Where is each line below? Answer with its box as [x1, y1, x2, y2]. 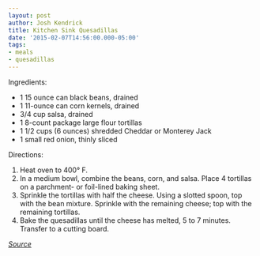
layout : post [8, 11, 51, 20]
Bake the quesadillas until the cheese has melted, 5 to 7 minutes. [19, 215, 232, 225]
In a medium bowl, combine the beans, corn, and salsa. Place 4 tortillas [19, 173, 252, 183]
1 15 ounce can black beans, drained [19, 92, 138, 102]
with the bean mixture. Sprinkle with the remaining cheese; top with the [19, 198, 252, 208]
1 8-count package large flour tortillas [19, 118, 142, 127]
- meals [8, 48, 34, 56]
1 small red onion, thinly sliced [19, 134, 118, 144]
